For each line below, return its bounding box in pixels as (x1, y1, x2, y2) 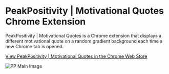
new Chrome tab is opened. (5, 43, 64, 49)
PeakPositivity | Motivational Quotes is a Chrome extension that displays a (5, 32, 162, 39)
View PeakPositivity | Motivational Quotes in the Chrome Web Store (5, 53, 147, 59)
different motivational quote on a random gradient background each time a (5, 38, 163, 44)
